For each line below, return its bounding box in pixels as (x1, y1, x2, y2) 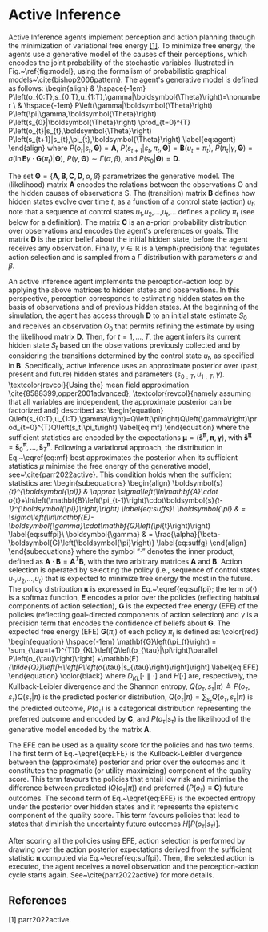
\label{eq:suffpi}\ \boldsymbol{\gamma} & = (8, 530, 154, 539)
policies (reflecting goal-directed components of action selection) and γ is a (8, 609, 258, 619)
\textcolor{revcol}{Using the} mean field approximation (8, 380, 190, 390)
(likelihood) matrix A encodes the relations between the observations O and (8, 179, 258, 189)
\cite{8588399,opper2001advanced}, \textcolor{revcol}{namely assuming (8, 389, 252, 398)
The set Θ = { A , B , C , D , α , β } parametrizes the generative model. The (8, 171, 235, 181)
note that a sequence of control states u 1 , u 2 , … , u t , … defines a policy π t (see (8, 207, 255, 218)
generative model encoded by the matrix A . (8, 724, 152, 734)
